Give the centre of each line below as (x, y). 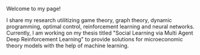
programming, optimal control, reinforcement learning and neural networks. (101, 27)
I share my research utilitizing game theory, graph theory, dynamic (89, 20)
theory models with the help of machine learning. (68, 45)
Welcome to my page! (34, 9)
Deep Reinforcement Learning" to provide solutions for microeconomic (95, 39)
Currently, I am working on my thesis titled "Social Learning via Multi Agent (100, 33)
